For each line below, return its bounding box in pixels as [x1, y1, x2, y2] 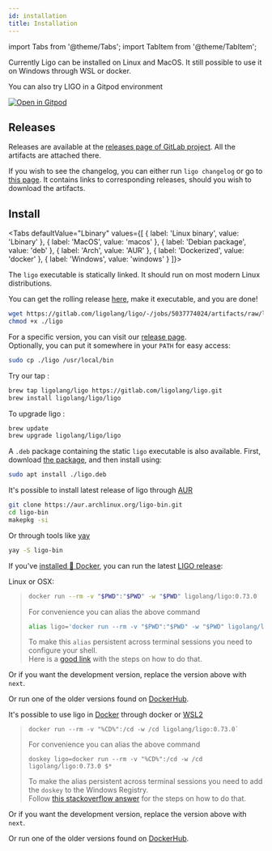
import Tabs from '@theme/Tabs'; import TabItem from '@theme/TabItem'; [8, 41, 257, 51]
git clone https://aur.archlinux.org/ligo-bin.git [8, 501, 183, 510]
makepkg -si [8, 515, 49, 524]
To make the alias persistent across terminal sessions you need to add [28, 777, 263, 786]
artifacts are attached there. [8, 150, 102, 160]
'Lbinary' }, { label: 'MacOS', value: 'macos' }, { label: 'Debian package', [8, 237, 247, 247]
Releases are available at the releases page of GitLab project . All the [8, 142, 236, 152]
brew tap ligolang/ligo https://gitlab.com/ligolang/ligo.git [8, 386, 223, 395]
